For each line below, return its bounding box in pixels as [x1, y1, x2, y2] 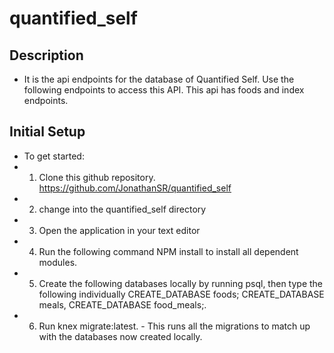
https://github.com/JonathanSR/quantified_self [38, 182, 232, 194]
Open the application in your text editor [38, 224, 201, 236]
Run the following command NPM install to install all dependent [38, 245, 299, 257]
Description [9, 47, 84, 64]
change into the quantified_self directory [38, 203, 207, 215]
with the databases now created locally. [38, 330, 203, 342]
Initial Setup [9, 123, 86, 141]
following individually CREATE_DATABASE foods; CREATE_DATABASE [38, 288, 325, 300]
